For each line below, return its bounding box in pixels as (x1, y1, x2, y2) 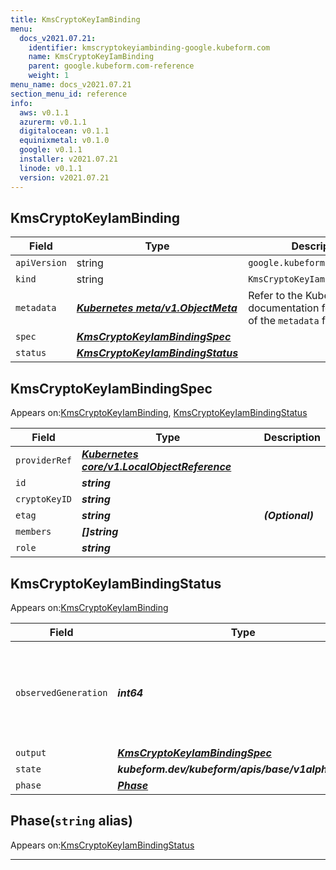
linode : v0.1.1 (19, 163, 83, 173)
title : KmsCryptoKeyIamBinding (10, 14, 141, 25)
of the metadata (248, 314, 320, 328)
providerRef (15, 455, 73, 466)
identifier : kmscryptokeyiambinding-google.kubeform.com (28, 42, 271, 53)
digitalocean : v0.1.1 (19, 126, 110, 136)
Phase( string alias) (10, 812, 133, 830)
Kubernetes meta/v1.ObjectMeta (76, 301, 238, 315)
